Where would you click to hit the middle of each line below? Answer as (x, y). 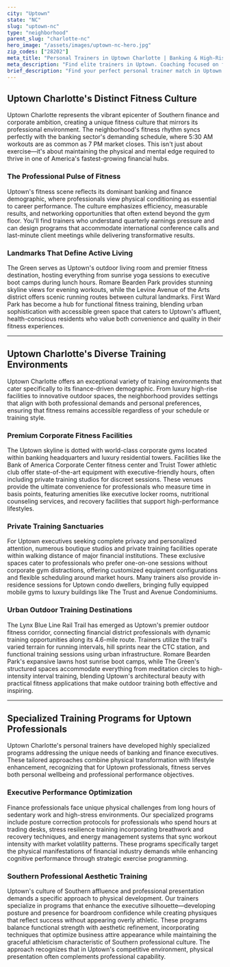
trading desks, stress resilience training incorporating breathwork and (105, 829)
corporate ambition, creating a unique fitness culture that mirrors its (103, 122)
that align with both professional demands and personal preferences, (104, 403)
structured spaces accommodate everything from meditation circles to (107, 668)
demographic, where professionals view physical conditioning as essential (112, 199)
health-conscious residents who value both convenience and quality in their (114, 319)
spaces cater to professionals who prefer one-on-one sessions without (107, 563)
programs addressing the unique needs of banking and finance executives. (113, 753)
